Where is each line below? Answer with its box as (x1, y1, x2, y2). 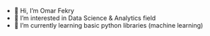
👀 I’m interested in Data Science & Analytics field (13, 14, 156, 22)
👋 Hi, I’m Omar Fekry (13, 7, 74, 15)
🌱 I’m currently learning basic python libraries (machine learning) (13, 21, 204, 29)
